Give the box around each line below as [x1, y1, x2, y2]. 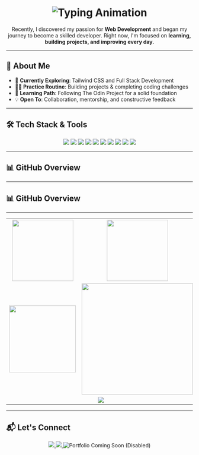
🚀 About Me [6, 61, 50, 71]
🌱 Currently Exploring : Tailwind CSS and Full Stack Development [14, 77, 174, 84]
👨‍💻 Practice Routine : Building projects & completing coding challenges [14, 83, 188, 90]
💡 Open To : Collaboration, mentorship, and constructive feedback [14, 96, 176, 103]
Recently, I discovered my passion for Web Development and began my [11, 26, 188, 33]
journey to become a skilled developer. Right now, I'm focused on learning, [8, 31, 191, 39]
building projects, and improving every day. [44, 38, 155, 45]
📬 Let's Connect [6, 422, 71, 432]
